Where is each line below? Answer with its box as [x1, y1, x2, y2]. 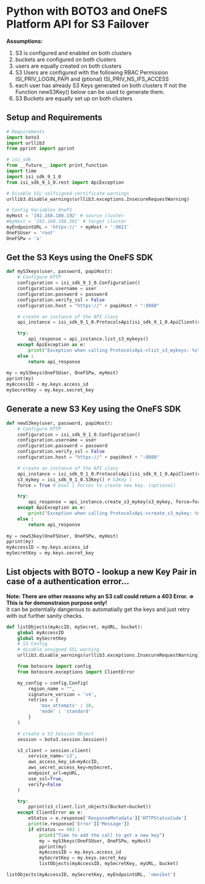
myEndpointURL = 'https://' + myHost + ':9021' [6, 224, 130, 230]
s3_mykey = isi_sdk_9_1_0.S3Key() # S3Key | [17, 476, 132, 483]
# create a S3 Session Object [17, 731, 95, 737]
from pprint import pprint [6, 145, 75, 152]
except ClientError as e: [17, 810, 84, 816]
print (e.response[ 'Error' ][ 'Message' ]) [28, 821, 130, 827]
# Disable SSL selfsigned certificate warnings [6, 190, 130, 197]
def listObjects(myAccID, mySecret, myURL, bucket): [6, 624, 143, 630]
